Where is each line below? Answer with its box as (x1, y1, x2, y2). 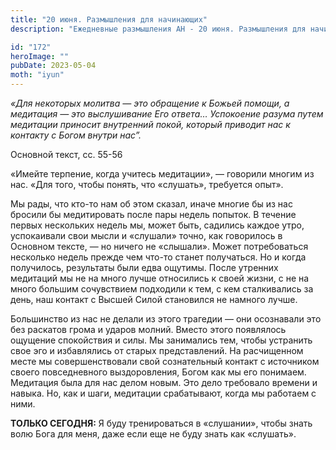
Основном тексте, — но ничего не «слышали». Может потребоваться (10, 241, 309, 252)
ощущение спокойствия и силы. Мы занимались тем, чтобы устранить (10, 334, 313, 346)
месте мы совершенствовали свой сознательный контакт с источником (10, 356, 320, 367)
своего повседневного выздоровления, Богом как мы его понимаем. (10, 366, 307, 378)
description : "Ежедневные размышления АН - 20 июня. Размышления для (10, 24, 307, 34)
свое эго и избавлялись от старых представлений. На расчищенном (10, 345, 304, 356)
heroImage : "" (10, 51, 70, 61)
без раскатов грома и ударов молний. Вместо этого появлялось (10, 324, 287, 335)
